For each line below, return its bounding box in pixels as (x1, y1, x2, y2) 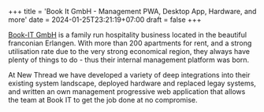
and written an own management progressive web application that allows (8, 87, 246, 96)
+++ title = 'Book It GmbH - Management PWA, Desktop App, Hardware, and (8, 7, 257, 16)
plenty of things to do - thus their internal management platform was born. (8, 55, 250, 64)
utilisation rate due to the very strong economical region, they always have (8, 47, 251, 56)
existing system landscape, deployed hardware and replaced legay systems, (8, 78, 256, 88)
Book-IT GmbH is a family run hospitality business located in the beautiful (8, 31, 247, 39)
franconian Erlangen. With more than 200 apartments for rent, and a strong (8, 38, 252, 48)
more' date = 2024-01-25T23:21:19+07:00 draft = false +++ (8, 15, 202, 24)
